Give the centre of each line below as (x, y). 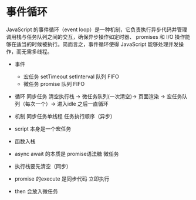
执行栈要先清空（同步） (43, 166)
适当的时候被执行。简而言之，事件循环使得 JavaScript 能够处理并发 (97, 44)
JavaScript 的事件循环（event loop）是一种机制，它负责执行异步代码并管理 (97, 29)
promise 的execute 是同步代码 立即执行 (62, 179)
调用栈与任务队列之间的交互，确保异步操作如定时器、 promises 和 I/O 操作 (96, 36)
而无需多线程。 (34, 51)
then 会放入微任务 (36, 191)
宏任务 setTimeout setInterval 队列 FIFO (71, 76)
